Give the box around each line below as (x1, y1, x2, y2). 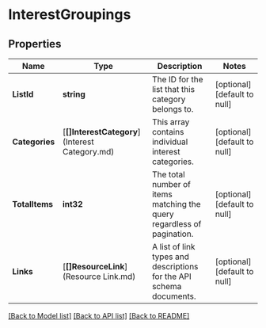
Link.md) (102, 271, 136, 282)
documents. (151, 291, 196, 302)
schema (151, 281, 182, 292)
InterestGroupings (8, 6, 131, 24)
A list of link (151, 242, 196, 252)
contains (151, 127, 184, 137)
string (62, 89, 85, 100)
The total (151, 169, 185, 180)
